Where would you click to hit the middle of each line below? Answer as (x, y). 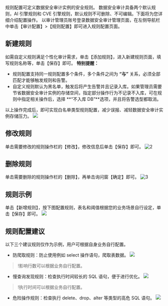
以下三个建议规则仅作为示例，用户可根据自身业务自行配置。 (67, 244)
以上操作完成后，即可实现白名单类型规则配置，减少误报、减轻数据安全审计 (82, 109)
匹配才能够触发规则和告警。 (41, 80)
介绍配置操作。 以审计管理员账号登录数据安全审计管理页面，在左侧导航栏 (85, 20)
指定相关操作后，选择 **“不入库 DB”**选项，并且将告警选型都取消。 (91, 99)
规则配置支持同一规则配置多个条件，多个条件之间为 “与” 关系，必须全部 (86, 74)
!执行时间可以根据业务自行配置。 (51, 287)
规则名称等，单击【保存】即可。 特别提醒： (54, 63)
